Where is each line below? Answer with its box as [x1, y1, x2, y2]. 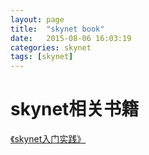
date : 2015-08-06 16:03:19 [10, 33, 132, 43]
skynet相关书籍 [10, 98, 140, 121]
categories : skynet [10, 42, 92, 53]
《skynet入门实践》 [10, 133, 87, 145]
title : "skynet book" [10, 24, 105, 34]
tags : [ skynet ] [10, 52, 74, 62]
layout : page [10, 14, 65, 25]
